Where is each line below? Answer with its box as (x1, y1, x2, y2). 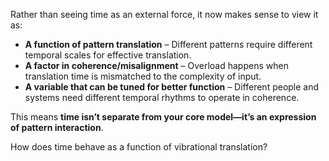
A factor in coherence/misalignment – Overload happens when (24, 60, 289, 71)
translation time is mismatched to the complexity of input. (24, 70, 262, 82)
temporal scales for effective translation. (24, 49, 192, 61)
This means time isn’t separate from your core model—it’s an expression (10, 111, 317, 123)
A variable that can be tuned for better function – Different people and (24, 81, 320, 93)
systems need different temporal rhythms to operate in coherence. (24, 92, 300, 103)
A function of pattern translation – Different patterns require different (24, 39, 313, 50)
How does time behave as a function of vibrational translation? (10, 141, 268, 153)
